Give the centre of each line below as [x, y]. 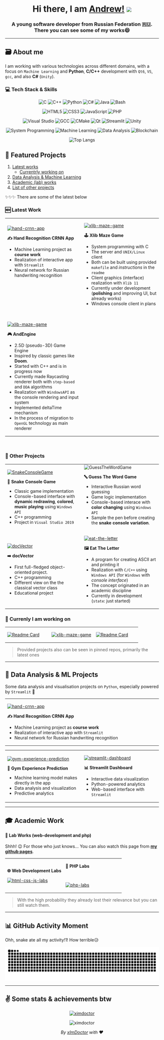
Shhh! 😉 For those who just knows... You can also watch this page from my [81, 846]
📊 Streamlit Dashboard [108, 767]
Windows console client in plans [123, 304]
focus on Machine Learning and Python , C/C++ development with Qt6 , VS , [79, 71]
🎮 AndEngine [21, 334]
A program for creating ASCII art [123, 559]
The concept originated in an [120, 585]
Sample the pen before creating [123, 518]
